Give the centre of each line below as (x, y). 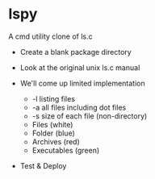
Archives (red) (56, 141)
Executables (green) (66, 150)
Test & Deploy (43, 165)
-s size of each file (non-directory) (90, 116)
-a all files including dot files (79, 107)
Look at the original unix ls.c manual (80, 67)
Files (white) (52, 124)
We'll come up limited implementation (82, 83)
